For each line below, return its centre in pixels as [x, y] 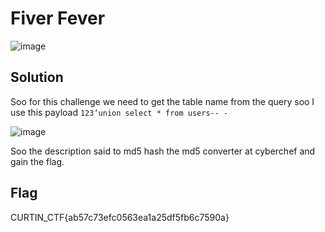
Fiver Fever [58, 18]
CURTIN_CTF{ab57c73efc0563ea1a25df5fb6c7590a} [120, 217]
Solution [37, 77]
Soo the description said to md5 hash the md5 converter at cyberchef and [163, 151]
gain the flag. [37, 161]
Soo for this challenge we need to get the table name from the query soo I [162, 101]
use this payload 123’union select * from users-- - [119, 112]
